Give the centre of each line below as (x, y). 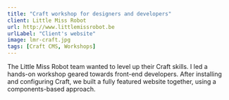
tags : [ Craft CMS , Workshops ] (52, 46)
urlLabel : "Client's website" (52, 33)
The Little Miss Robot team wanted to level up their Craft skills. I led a (107, 67)
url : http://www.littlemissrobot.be (61, 27)
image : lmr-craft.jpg (39, 40)
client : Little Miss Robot (47, 20)
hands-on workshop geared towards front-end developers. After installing (114, 74)
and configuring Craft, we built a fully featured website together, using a (112, 81)
